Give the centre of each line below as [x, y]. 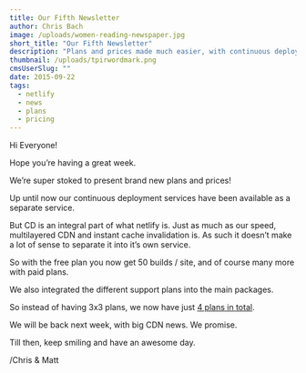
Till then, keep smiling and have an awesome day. [102, 343]
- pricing [36, 119]
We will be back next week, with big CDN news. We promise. [123, 325]
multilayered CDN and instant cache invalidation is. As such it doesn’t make [151, 235]
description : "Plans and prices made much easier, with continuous [140, 52]
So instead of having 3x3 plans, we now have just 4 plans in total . [132, 307]
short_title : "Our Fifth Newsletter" [81, 43]
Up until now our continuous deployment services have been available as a [150, 198]
